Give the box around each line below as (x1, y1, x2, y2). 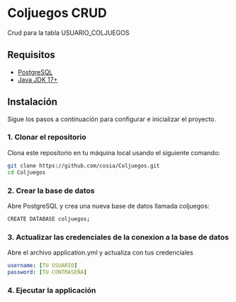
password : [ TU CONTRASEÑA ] (7, 268, 87, 276)
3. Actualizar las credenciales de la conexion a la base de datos (7, 232, 229, 242)
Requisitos (7, 49, 55, 61)
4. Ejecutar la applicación (7, 285, 96, 295)
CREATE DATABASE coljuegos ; (7, 215, 91, 223)
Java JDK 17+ (17, 75, 58, 84)
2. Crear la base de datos (7, 186, 95, 196)
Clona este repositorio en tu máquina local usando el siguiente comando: (7, 148, 220, 157)
